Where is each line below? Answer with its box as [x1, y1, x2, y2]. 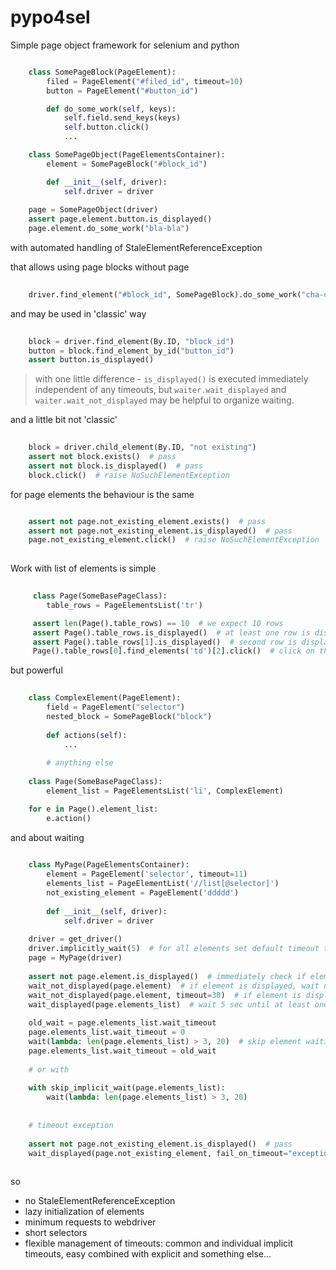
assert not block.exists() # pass [28, 452, 177, 462]
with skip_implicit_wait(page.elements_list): [28, 1083, 226, 1093]
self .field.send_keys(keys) [63, 113, 182, 123]
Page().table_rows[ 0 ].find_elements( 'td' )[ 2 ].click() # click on [32, 646, 315, 656]
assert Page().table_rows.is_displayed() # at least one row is [32, 627, 311, 638]
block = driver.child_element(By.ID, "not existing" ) [28, 442, 257, 453]
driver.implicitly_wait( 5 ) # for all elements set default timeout [28, 944, 320, 954]
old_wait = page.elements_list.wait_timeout [28, 1018, 217, 1028]
